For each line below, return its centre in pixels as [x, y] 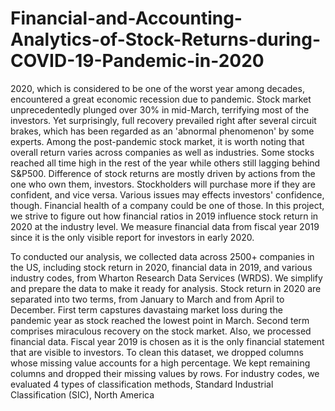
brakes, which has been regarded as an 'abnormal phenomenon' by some [162, 131]
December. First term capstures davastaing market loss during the [146, 309]
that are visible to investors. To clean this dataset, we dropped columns [157, 352]
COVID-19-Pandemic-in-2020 [137, 61]
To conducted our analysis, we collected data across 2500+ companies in [162, 256]
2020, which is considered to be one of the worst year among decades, [157, 88]
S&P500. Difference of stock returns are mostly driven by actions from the [163, 173]
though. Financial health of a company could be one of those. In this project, [167, 205]
